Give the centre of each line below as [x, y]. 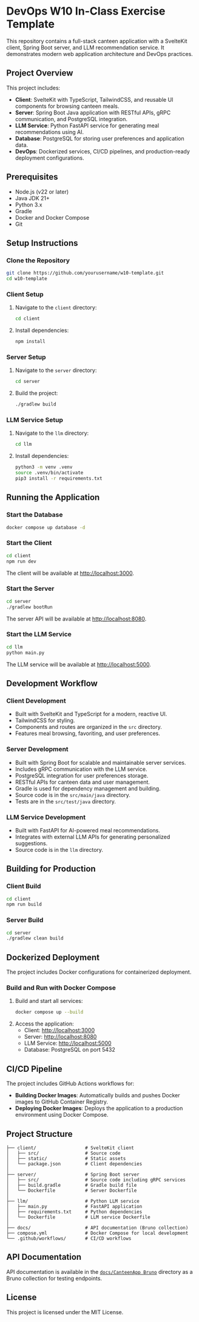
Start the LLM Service [39, 635]
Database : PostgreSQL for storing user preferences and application [99, 138]
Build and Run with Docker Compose [61, 988]
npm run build [24, 905]
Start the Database [35, 515]
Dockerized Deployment [53, 957]
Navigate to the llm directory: [52, 433]
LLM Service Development [46, 817]
